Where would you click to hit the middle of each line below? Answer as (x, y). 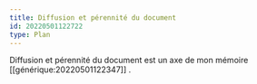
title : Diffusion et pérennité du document (93, 18)
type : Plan (30, 34)
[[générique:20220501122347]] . (70, 70)
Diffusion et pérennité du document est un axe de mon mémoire (129, 61)
